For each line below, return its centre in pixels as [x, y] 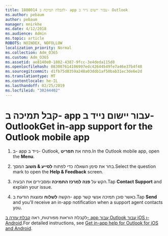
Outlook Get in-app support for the [79, 126]
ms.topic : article [25, 39]
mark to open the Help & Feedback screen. [58, 172]
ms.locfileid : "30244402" [33, 90]
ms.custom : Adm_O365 [27, 57]
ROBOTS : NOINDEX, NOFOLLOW [34, 43]
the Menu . [23, 157]
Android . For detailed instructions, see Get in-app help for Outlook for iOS [82, 223]
